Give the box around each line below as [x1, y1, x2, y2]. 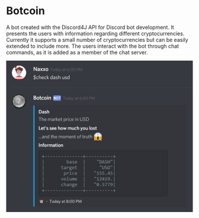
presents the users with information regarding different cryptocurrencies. [6, 30, 185, 37]
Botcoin [6, 4, 46, 18]
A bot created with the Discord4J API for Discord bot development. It [6, 24, 175, 31]
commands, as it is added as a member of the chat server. [6, 48, 148, 56]
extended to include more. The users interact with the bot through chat [6, 43, 179, 50]
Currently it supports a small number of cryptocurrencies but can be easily [6, 36, 188, 43]
